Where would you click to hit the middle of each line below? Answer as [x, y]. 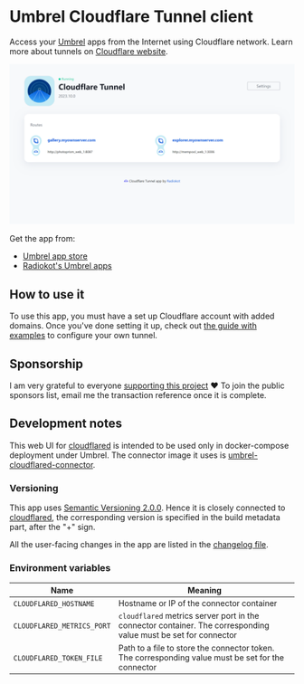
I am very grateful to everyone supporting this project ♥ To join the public [147, 385]
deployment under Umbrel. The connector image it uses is [118, 455]
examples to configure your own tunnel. [84, 336]
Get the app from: [42, 239]
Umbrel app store [55, 256]
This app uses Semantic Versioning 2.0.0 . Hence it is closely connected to [147, 508]
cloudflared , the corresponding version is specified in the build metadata [145, 518]
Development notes [66, 424]
